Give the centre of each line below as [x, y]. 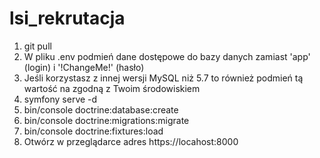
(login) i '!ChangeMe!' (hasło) [84, 67]
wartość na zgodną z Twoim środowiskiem [112, 88]
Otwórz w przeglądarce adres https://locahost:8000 [131, 141]
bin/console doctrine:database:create [101, 109]
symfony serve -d [60, 99]
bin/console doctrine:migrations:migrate [106, 120]
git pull [37, 46]
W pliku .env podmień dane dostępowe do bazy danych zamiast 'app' [167, 56]
